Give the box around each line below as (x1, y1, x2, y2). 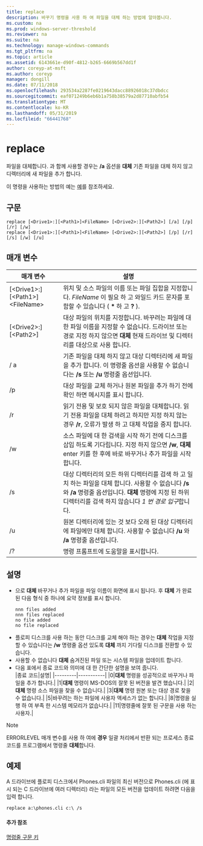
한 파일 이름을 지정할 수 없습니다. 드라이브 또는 (63, 322, 188, 330)
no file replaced (14, 622, 59, 628)
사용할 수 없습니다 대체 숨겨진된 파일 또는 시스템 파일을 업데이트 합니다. (14, 656, 183, 663)
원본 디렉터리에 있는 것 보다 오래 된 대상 (63, 517, 169, 526)
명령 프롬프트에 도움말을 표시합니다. (63, 547, 159, 556)
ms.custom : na (6, 20, 42, 26)
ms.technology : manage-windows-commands (6, 43, 110, 49)
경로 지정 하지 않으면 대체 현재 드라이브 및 (63, 331, 175, 339)
